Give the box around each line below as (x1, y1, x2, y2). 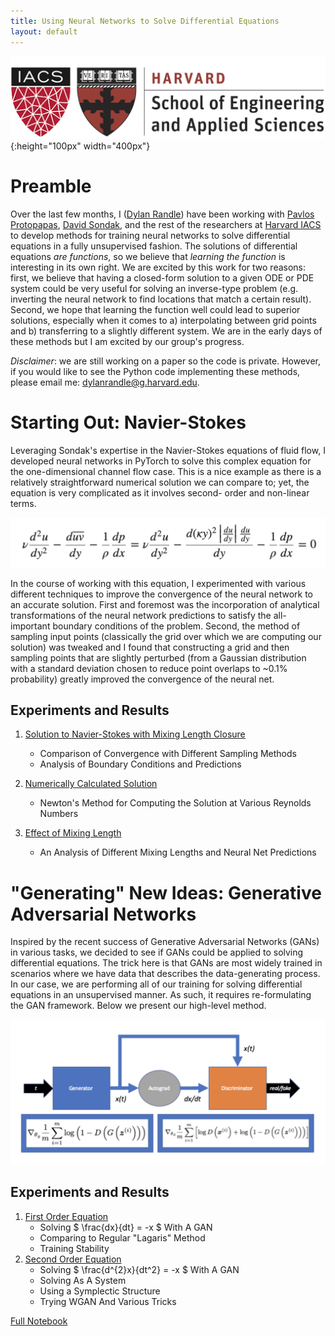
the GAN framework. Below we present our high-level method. (10, 1000, 267, 1012)
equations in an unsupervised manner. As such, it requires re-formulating (10, 989, 312, 1001)
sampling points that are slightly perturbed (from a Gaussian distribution (10, 651, 307, 664)
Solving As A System (39, 1274, 127, 1286)
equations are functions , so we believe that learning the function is (10, 250, 286, 262)
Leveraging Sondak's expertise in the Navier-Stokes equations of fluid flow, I (10, 444, 326, 456)
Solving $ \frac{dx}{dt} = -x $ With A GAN (39, 1221, 213, 1233)
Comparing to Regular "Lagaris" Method (39, 1231, 206, 1244)
